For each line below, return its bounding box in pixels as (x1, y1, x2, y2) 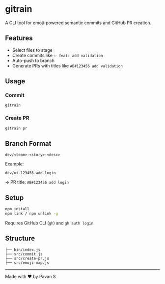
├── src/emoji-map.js (5, 260, 50, 265)
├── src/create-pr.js (5, 256, 50, 261)
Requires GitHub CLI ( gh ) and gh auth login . (5, 220, 95, 226)
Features (5, 34, 33, 42)
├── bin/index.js (5, 247, 41, 252)
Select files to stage (12, 47, 53, 53)
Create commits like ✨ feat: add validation (12, 52, 103, 58)
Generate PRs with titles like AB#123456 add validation (12, 63, 123, 68)
